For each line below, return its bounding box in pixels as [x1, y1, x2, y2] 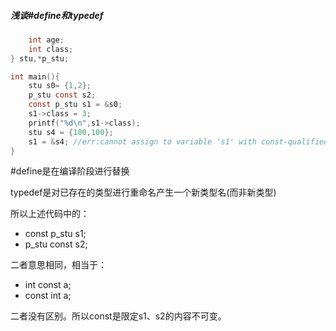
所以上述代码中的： [10, 208, 90, 220]
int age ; [28, 35, 65, 45]
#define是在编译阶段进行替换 [10, 165, 130, 177]
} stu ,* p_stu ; [10, 53, 70, 64]
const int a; [24, 290, 72, 302]
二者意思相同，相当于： [10, 259, 107, 271]
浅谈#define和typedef [10, 9, 104, 21]
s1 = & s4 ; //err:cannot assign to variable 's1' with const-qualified [28, 136, 329, 147]
